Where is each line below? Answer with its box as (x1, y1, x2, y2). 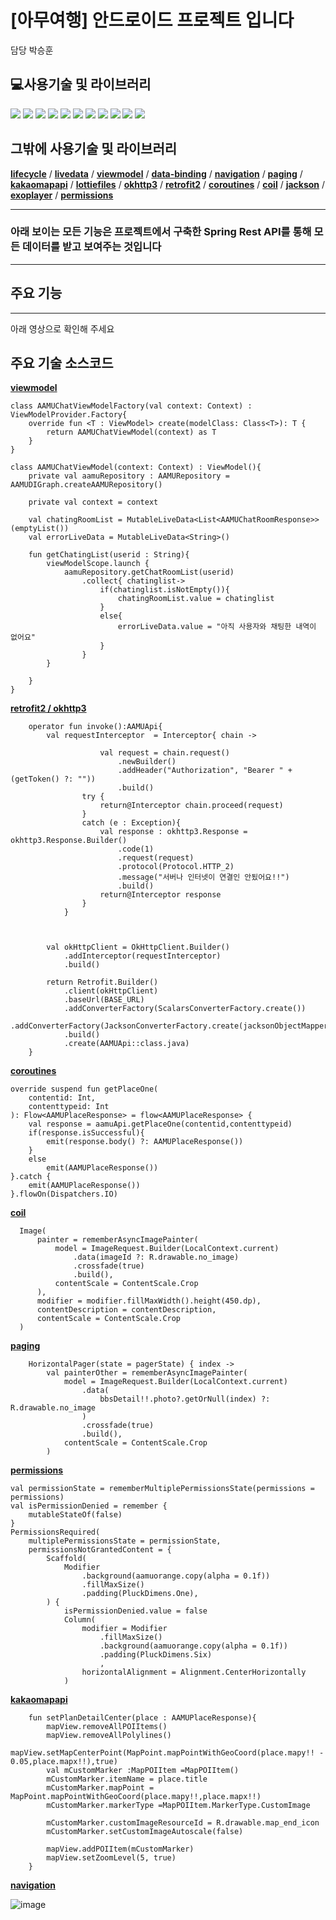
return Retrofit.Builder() (46, 977, 159, 988)
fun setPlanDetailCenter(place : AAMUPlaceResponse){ (28, 1713, 257, 1723)
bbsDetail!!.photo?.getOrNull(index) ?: (99, 1394, 271, 1405)
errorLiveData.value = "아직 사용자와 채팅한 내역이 (117, 622, 317, 632)
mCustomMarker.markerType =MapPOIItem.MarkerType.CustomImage (46, 1801, 311, 1811)
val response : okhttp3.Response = (99, 827, 248, 837)
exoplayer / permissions (10, 189, 114, 201)
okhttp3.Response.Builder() (10, 836, 128, 846)
